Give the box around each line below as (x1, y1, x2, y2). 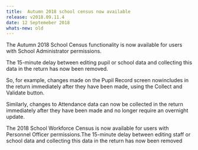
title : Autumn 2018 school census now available (6, 8, 131, 15)
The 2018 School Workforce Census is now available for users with (6, 125, 170, 132)
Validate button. (6, 89, 45, 96)
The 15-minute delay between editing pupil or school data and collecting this (6, 59, 193, 66)
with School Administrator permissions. (6, 48, 102, 55)
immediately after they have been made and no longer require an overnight (6, 107, 189, 114)
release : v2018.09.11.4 (6, 14, 65, 20)
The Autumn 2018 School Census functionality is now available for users (6, 41, 183, 48)
